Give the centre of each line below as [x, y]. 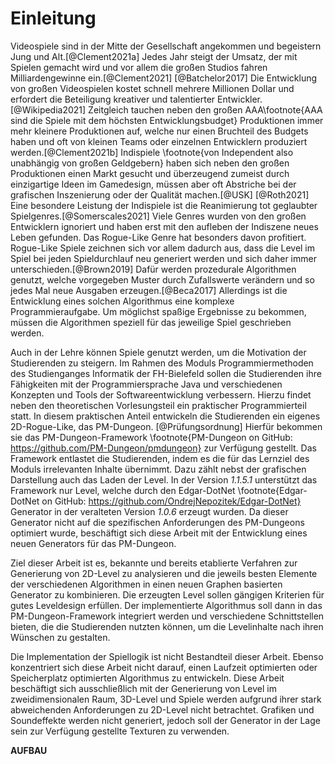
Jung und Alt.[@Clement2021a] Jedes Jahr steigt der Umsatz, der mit [154, 56]
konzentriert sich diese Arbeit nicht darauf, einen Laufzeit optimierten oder [164, 667]
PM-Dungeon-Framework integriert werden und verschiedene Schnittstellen [167, 616]
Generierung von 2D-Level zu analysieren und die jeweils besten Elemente [164, 573]
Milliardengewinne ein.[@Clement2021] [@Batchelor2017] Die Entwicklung [164, 78]
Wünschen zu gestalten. [60, 637]
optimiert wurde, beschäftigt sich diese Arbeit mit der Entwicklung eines [159, 533]
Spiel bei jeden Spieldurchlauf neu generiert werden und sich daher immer [163, 258]
